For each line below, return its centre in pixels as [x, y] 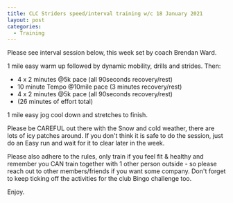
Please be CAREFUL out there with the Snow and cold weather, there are [111, 128]
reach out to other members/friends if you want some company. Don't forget [116, 171]
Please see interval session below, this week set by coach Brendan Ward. [112, 53]
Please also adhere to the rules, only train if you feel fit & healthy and [105, 157]
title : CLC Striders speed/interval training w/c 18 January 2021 [105, 14]
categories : [24, 26]
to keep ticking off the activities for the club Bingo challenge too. [100, 179]
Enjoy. [16, 192]
